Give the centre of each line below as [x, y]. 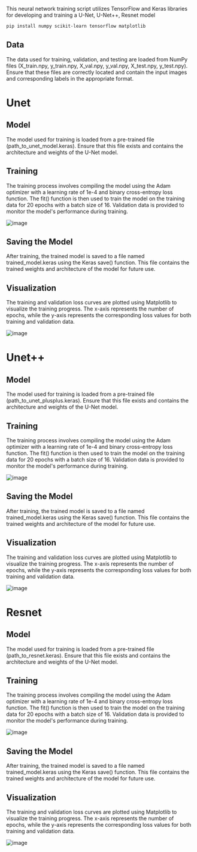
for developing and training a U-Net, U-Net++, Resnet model [81, 15]
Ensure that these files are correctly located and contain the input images [97, 72]
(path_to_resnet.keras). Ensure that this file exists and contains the [88, 655]
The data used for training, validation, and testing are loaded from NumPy [97, 59]
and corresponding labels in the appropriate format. [70, 78]
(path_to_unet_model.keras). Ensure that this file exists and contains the [95, 146]
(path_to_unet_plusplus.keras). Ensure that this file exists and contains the [97, 401]
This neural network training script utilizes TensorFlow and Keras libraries [97, 9]
